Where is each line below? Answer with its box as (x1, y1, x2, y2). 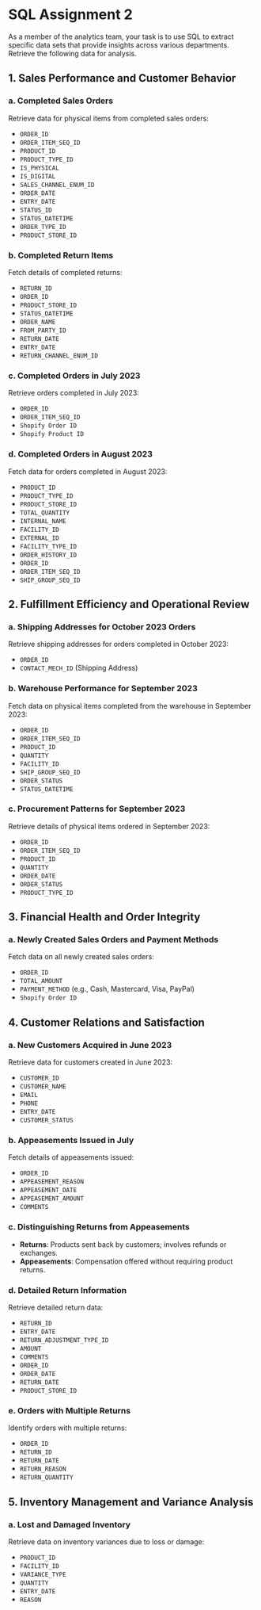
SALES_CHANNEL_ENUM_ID (19, 181, 95, 189)
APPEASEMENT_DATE (19, 1187, 78, 1195)
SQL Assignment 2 (8, 6, 133, 24)
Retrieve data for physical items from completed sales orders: (8, 113, 210, 123)
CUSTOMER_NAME (19, 1083, 66, 1091)
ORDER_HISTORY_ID (19, 551, 78, 559)
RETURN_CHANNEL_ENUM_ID (19, 351, 99, 360)
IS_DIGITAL (19, 172, 56, 180)
